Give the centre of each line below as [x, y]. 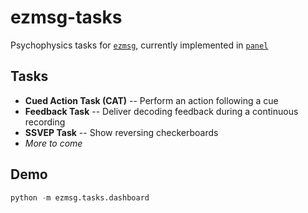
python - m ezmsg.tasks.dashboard [80, 197]
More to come [53, 143]
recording [45, 122]
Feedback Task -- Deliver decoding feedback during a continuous [161, 111]
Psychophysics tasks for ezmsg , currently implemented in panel [139, 45]
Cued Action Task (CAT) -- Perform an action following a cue [151, 100]
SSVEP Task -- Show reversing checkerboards [121, 132]
